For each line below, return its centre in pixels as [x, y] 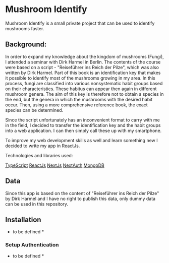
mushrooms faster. [25, 28]
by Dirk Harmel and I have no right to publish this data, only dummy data [80, 199]
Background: [26, 45]
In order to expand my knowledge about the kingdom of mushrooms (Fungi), [84, 56]
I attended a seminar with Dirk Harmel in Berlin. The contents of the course [83, 62]
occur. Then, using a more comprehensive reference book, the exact [76, 105]
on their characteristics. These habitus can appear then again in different [81, 89]
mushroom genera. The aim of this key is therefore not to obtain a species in [84, 94]
